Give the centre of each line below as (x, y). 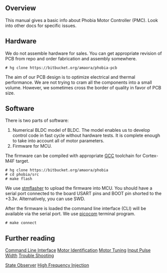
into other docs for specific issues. (41, 25)
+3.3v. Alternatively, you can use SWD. (45, 199)
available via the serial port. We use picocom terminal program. (70, 214)
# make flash (19, 179)
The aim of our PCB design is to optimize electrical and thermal (70, 77)
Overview (21, 8)
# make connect (21, 223)
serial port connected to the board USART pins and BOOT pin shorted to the (83, 194)
